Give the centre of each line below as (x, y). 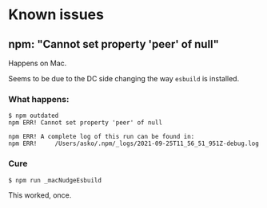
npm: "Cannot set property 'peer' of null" (114, 44)
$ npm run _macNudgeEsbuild (55, 180)
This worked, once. (40, 195)
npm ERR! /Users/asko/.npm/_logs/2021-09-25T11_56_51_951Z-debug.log (134, 144)
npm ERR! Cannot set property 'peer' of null (85, 123)
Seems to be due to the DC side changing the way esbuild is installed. (124, 78)
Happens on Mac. (38, 63)
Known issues (56, 15)
